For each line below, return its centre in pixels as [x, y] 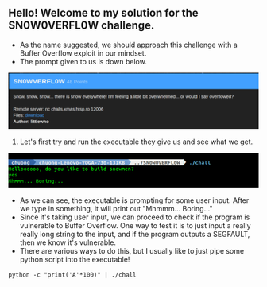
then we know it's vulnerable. [68, 242]
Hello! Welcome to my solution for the [103, 13]
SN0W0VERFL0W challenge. [81, 26]
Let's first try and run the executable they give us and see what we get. [136, 142]
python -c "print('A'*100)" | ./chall [72, 275]
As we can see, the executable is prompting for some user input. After [134, 200]
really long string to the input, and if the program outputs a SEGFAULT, [135, 234]
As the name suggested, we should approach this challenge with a [129, 45]
